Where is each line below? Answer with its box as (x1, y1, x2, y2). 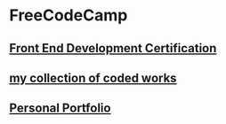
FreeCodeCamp (9, 5, 128, 26)
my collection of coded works (9, 70, 177, 85)
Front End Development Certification (9, 41, 217, 56)
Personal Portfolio (9, 101, 111, 116)
